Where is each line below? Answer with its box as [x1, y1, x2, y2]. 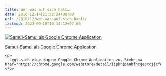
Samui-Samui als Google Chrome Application [5, 44, 97, 50]
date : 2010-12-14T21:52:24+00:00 [5, 12, 74, 17]
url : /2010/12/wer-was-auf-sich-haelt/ [5, 16, 87, 21]
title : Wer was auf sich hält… [5, 7, 70, 12]
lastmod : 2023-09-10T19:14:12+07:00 [5, 21, 81, 26]
